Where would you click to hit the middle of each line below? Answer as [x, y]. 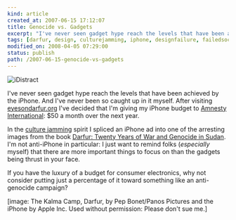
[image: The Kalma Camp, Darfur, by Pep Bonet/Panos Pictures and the [111, 201]
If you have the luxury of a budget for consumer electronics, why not [107, 172]
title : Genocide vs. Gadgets [50, 27]
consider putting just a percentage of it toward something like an [101, 180]
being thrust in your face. [44, 159]
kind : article [28, 14]
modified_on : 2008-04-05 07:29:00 [58, 46]
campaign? [52, 188]
